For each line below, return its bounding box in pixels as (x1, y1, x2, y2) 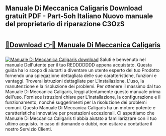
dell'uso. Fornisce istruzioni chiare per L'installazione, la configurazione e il (5, 94, 161, 100)
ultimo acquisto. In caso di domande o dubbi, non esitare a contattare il (5, 121, 152, 126)
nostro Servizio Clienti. (5, 126, 52, 132)
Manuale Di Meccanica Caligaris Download (5, 4, 142, 13)
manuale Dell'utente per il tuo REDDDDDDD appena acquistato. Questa (5, 62, 152, 67)
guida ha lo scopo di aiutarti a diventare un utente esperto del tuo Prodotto (5, 67, 160, 73)
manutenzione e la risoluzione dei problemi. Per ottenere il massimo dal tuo (5, 83, 161, 89)
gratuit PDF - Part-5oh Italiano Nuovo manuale (5, 12, 153, 21)
